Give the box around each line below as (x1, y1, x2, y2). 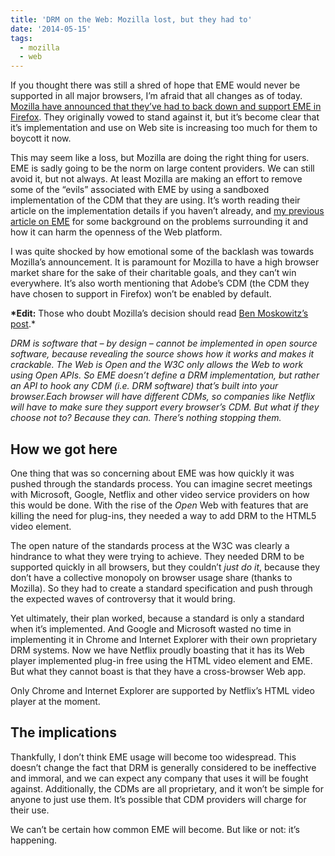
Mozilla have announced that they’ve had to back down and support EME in (10, 101, 322, 113)
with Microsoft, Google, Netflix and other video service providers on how (10, 488, 310, 500)
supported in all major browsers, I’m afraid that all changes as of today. (10, 90, 303, 102)
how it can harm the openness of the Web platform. (10, 226, 223, 238)
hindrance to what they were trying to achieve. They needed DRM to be (10, 550, 305, 562)
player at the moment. (10, 695, 101, 707)
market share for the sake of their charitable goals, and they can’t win (10, 267, 297, 279)
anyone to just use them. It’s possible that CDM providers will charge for (10, 793, 307, 805)
